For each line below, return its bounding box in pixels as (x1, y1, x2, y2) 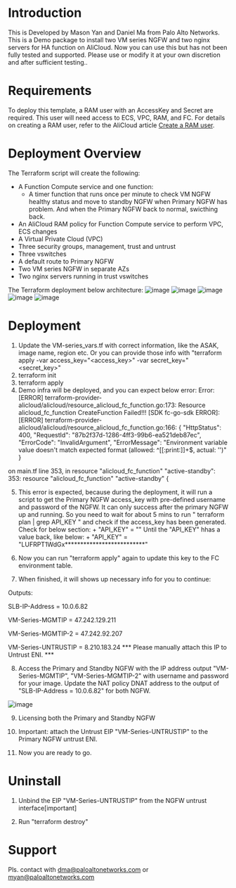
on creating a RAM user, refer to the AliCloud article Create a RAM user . (8, 121, 215, 129)
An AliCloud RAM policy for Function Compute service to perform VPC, (18, 219, 224, 228)
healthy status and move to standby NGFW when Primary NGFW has (28, 197, 228, 205)
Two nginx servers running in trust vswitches (18, 272, 149, 281)
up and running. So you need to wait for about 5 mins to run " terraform (18, 510, 225, 518)
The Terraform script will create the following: (8, 169, 140, 177)
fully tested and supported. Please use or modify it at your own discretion (8, 51, 221, 59)
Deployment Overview (8, 146, 142, 162)
